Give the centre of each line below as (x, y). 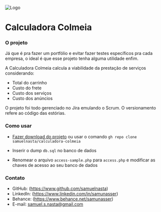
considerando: (20, 73)
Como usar (18, 126)
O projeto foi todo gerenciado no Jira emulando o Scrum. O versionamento (80, 108)
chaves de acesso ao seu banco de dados (55, 165)
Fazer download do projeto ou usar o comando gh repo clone (74, 136)
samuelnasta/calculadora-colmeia (46, 141)
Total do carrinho (30, 83)
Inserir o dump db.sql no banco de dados (54, 150)
